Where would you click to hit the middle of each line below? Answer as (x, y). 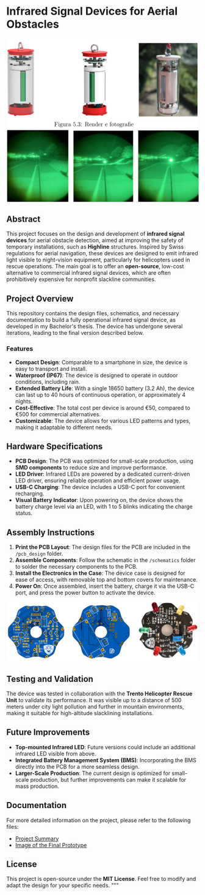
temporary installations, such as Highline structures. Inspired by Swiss (95, 247)
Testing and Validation (50, 679)
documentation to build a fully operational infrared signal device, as (91, 320)
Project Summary (37, 838)
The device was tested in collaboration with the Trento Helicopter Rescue (99, 694)
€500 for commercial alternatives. (58, 414)
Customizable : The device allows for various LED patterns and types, (103, 421)
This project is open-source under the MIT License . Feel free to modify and (101, 879)
